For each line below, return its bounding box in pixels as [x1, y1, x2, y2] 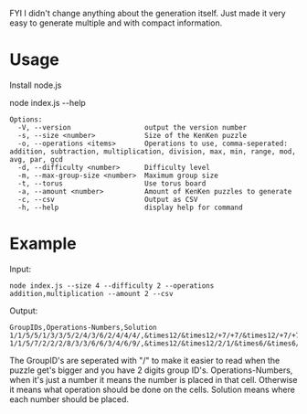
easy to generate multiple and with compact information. [9, 17, 223, 28]
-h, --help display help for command [17, 203, 244, 212]
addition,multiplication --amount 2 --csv [9, 289, 174, 298]
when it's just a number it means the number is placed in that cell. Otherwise [9, 374, 298, 385]
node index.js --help [9, 97, 87, 108]
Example [9, 233, 77, 254]
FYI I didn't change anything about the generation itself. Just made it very [9, 8, 286, 18]
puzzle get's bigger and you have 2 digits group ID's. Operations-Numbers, [9, 365, 293, 376]
